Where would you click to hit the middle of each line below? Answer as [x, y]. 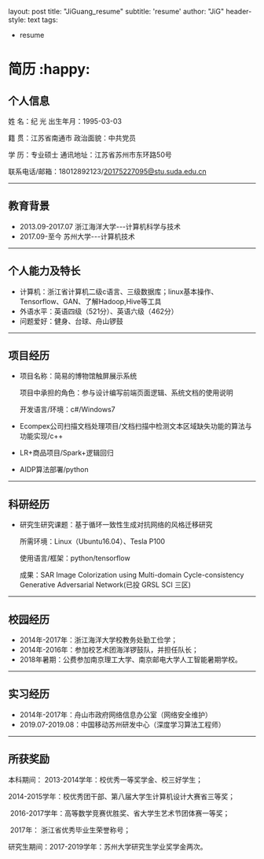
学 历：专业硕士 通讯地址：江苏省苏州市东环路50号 [90, 154]
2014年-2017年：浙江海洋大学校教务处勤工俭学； [99, 640]
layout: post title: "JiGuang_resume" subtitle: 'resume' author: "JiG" [116, 11]
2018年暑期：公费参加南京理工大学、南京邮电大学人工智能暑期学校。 [130, 660]
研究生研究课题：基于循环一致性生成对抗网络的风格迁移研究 [116, 525]
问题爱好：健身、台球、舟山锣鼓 [71, 321]
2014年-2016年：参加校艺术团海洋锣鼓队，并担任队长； [109, 650]
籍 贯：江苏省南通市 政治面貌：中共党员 [72, 138]
